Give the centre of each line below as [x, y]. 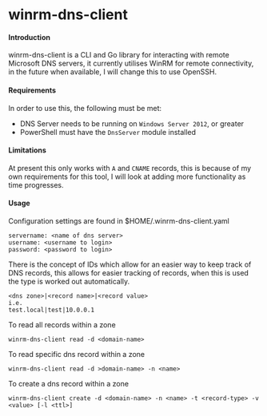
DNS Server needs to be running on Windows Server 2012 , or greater [132, 123]
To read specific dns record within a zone [77, 354]
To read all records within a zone [62, 325]
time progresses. [36, 184]
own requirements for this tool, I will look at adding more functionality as [127, 176]
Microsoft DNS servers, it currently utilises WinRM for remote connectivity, [131, 63]
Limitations [27, 150]
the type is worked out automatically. [69, 281]
